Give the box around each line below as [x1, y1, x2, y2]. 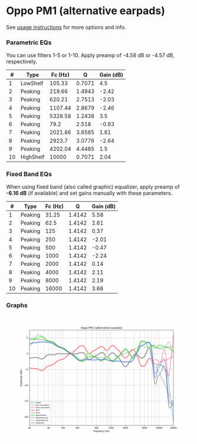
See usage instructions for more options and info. [6, 24, 127, 31]
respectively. [6, 58, 37, 65]
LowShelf [20, 80, 44, 87]
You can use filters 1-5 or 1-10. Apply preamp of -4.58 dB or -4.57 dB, [6, 52, 175, 59]
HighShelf [20, 153, 45, 160]
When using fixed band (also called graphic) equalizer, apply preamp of [6, 183, 180, 190]
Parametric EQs [6, 38, 52, 47]
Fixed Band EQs [6, 170, 52, 178]
